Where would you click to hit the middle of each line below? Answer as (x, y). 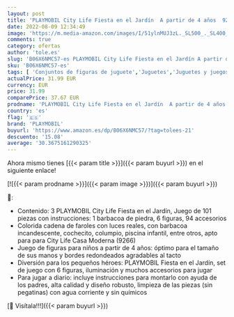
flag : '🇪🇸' (24, 117)
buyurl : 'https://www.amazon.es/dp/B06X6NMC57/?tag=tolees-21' (101, 130)
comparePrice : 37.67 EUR (43, 98)
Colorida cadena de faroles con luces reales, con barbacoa (102, 226)
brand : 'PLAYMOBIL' (36, 124)
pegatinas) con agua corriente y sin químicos (82, 293)
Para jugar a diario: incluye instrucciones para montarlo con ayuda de (117, 278)
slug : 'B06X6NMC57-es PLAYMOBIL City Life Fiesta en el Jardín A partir (115, 59)
